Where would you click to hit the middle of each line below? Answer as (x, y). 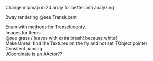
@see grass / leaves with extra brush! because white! (61, 38)
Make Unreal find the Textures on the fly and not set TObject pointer (76, 43)
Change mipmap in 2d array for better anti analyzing (60, 7)
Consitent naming (24, 49)
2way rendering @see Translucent (41, 17)
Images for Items (23, 32)
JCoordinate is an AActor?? (34, 54)
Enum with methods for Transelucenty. (46, 27)
